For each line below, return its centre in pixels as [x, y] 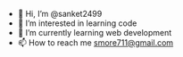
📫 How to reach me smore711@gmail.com [96, 43]
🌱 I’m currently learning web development [95, 33]
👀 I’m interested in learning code [77, 23]
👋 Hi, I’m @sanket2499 [60, 14]
